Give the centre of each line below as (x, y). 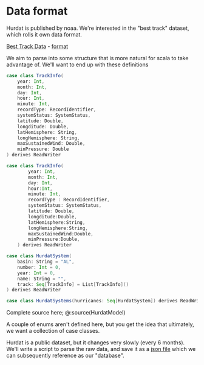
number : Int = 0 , (39, 267)
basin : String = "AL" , (46, 262)
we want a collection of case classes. (53, 331)
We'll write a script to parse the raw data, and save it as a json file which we (101, 349)
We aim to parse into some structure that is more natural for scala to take (97, 58)
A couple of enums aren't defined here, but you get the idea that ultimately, (100, 324)
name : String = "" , (42, 279)
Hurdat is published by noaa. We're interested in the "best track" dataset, (98, 28)
